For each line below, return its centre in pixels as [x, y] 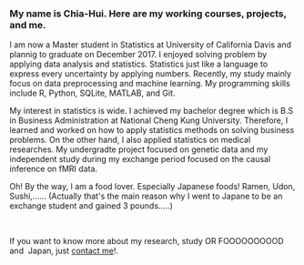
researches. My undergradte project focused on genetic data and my [139, 149]
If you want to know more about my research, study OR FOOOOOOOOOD [147, 241]
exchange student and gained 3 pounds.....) [91, 206]
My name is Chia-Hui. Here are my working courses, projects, [148, 14]
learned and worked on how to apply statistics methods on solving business [152, 130]
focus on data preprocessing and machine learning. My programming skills [150, 84]
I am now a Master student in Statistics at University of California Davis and [151, 45]
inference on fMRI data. [54, 169]
